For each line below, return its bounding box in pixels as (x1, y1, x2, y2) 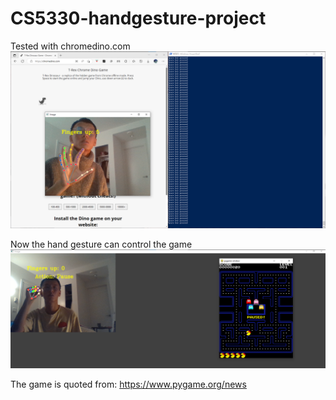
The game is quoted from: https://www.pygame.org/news (10, 378, 247, 390)
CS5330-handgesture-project (10, 7, 267, 30)
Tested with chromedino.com (10, 40, 131, 52)
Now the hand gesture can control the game (10, 238, 193, 251)
